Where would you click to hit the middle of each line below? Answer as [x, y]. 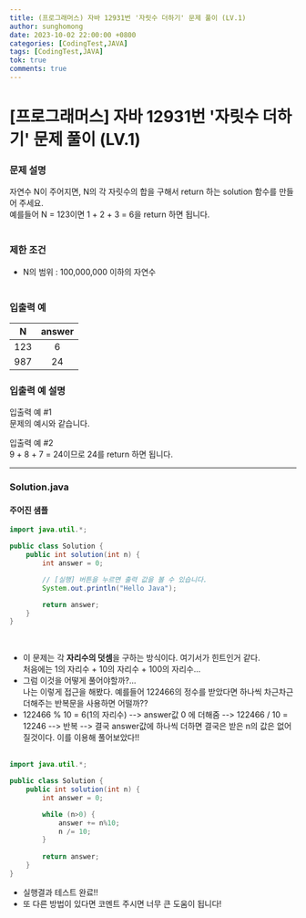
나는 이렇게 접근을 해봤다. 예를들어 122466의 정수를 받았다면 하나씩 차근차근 [158, 692]
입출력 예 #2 [31, 443]
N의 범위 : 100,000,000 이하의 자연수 [89, 272]
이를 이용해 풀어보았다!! [98, 737]
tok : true [28, 60]
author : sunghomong [46, 26]
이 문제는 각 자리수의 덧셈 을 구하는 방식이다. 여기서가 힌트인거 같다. [142, 658]
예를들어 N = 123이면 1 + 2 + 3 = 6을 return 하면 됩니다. [110, 214]
